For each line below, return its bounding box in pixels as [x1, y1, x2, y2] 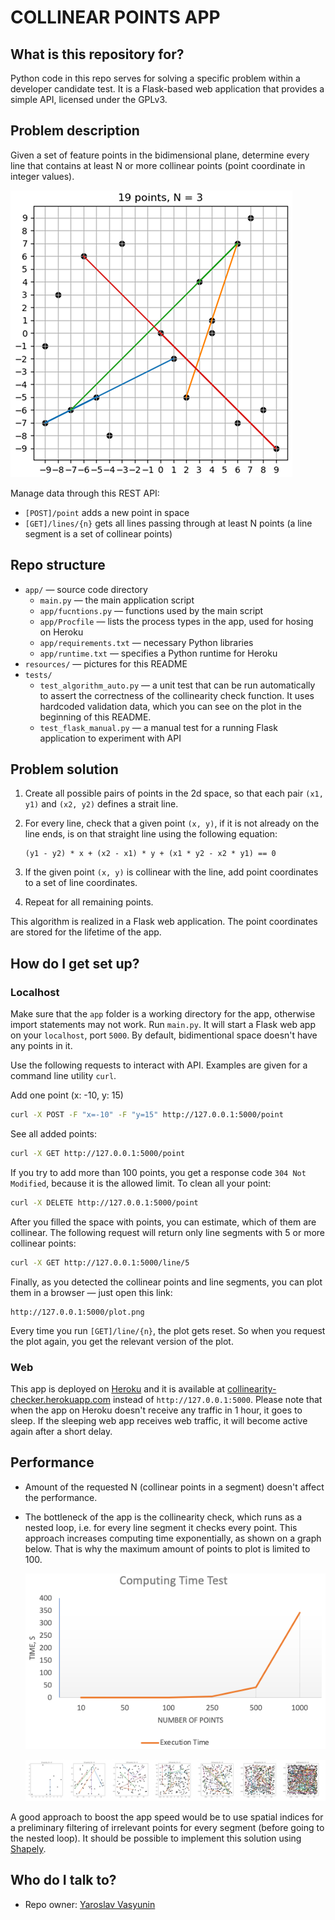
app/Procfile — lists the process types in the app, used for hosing [39, 615, 314, 627]
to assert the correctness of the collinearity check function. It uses [39, 689, 315, 701]
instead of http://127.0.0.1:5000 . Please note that [112, 1393, 323, 1405]
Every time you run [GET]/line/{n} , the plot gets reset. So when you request [10, 1324, 326, 1336]
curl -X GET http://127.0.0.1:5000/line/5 [10, 1257, 190, 1268]
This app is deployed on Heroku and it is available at [10, 1382, 226, 1395]
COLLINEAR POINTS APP [10, 6, 221, 29]
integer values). [10, 170, 75, 182]
